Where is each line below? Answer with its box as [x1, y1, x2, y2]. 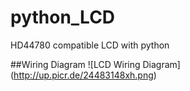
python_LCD [10, 6, 116, 29]
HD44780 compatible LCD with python [10, 39, 170, 51]
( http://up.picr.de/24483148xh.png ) [10, 69, 157, 81]
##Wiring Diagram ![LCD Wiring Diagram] [10, 58, 181, 70]
